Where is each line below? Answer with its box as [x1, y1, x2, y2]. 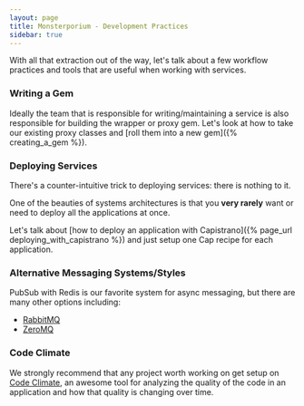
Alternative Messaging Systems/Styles [9, 266, 186, 279]
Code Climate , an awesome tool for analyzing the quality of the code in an [9, 377, 286, 388]
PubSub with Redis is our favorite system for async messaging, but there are [9, 287, 296, 298]
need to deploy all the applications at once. [9, 207, 171, 217]
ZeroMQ [22, 324, 54, 335]
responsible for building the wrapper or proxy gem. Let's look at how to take [9, 117, 294, 128]
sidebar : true [9, 30, 64, 39]
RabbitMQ [22, 314, 61, 325]
